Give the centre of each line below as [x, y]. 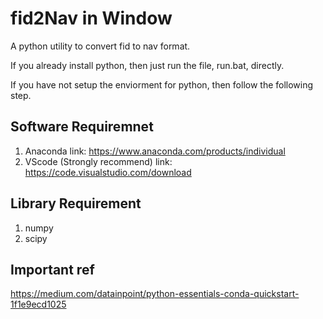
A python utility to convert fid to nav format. [100, 46]
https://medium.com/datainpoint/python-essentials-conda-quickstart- [155, 294]
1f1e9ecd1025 [38, 304]
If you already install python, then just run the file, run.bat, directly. [147, 65]
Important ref [52, 269]
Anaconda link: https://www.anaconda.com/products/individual [155, 151]
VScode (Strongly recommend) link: [98, 161]
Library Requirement [76, 203]
